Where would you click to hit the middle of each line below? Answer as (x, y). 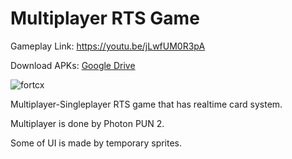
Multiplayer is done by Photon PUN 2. (87, 123)
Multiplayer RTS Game (105, 18)
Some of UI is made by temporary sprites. (96, 143)
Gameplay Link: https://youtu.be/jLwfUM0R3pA (108, 46)
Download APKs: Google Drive (73, 65)
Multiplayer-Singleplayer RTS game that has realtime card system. (146, 104)
